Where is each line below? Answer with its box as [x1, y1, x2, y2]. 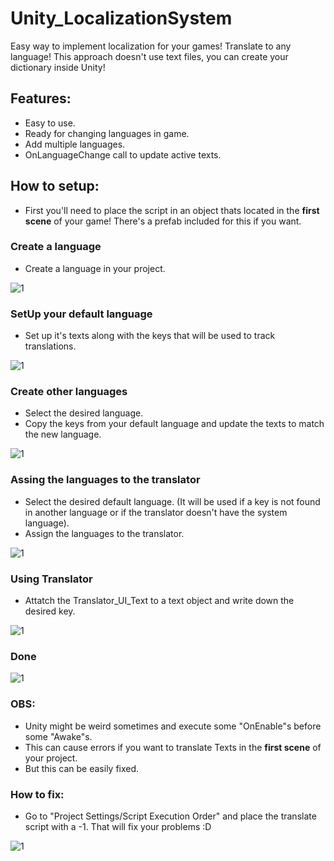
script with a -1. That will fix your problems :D [24, 820, 212, 832]
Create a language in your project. [24, 262, 166, 274]
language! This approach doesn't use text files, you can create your [10, 50, 289, 62]
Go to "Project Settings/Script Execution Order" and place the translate [24, 810, 317, 822]
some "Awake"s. [24, 730, 93, 742]
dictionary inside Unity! [10, 61, 106, 73]
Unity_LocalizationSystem [10, 7, 233, 30]
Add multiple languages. [24, 138, 126, 150]
